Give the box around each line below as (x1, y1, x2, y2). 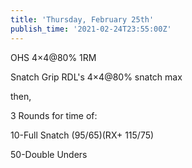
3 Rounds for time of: (10, 109, 98, 121)
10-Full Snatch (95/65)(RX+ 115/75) (10, 129, 155, 141)
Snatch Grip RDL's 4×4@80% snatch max (10, 71, 183, 83)
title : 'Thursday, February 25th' (10, 14, 155, 25)
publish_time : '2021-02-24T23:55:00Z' (10, 24, 172, 34)
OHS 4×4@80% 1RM (10, 51, 97, 63)
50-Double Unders (10, 148, 88, 160)
